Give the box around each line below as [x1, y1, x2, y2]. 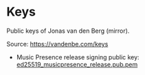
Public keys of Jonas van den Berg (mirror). [6, 27, 130, 35]
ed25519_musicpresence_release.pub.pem [16, 60, 138, 68]
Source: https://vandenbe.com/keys [6, 40, 109, 48]
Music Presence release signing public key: [16, 52, 140, 61]
